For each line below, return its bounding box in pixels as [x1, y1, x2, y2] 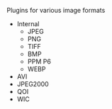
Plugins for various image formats [6, 6, 106, 14]
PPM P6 [27, 57, 51, 66]
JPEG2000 [16, 80, 49, 88]
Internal [16, 20, 40, 28]
